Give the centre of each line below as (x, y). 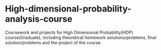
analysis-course (39, 19)
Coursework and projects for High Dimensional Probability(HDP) (69, 32)
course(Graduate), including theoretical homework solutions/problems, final (81, 37)
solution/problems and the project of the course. (53, 42)
